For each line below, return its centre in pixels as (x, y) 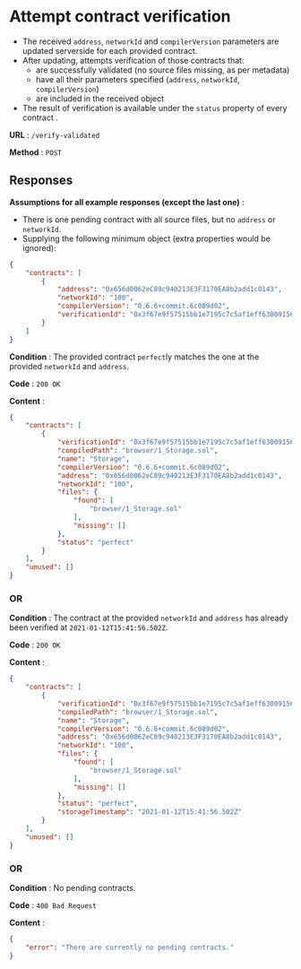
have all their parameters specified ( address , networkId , (138, 79)
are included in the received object (99, 98)
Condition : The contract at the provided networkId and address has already (149, 618)
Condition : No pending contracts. (73, 887)
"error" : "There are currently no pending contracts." (130, 947)
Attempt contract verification (120, 17)
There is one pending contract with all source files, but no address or (149, 219)
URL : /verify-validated (55, 134)
